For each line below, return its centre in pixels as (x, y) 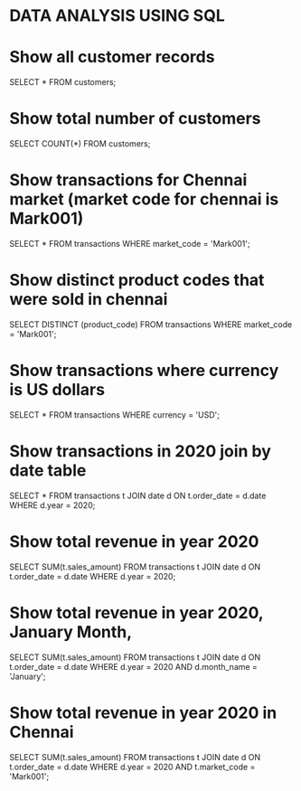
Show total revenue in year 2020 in (143, 713)
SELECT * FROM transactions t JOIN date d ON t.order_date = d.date (138, 495)
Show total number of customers (135, 119)
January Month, (71, 631)
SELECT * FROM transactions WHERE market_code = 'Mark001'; (130, 244)
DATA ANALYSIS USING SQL (117, 16)
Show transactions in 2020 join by (140, 452)
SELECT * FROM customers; (63, 82)
